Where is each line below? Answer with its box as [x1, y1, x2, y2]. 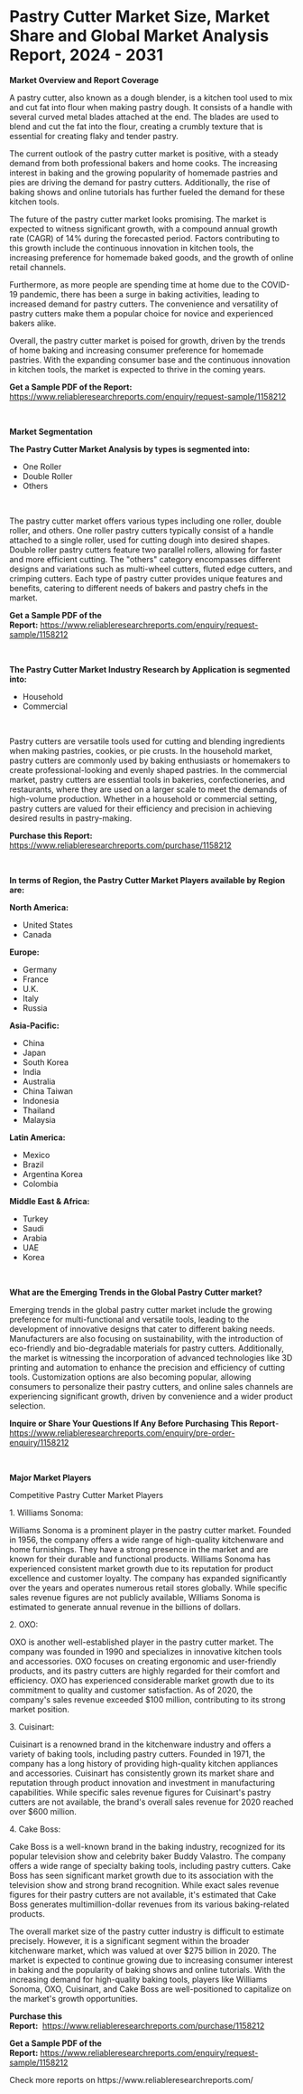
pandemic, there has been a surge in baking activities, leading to [19, 288, 260, 299]
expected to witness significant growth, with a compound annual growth [9, 223, 278, 234]
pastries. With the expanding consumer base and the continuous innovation [9, 354, 291, 365]
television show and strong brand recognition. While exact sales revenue [9, 1879, 280, 1891]
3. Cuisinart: [9, 1721, 55, 1732]
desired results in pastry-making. [9, 812, 133, 824]
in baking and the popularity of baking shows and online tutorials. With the [9, 1964, 286, 1975]
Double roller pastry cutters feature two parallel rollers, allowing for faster [9, 544, 282, 555]
